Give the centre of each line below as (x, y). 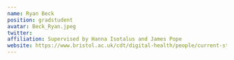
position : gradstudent (40, 20)
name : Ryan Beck (31, 13)
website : (20, 46)
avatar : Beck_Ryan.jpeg (42, 26)
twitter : (20, 33)
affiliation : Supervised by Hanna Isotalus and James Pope (95, 39)
